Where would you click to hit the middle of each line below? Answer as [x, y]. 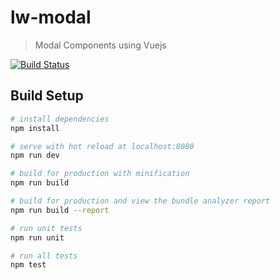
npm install [35, 128]
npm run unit [37, 237]
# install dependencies [60, 119]
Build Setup [47, 96]
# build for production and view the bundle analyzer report [140, 201]
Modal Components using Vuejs [100, 45]
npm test [28, 265]
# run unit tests [46, 228]
